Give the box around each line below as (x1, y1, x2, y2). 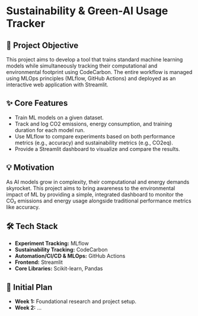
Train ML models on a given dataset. (14, 114, 104, 121)
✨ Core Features (6, 98, 68, 108)
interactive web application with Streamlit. (6, 81, 108, 88)
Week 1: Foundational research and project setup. (14, 298, 137, 305)
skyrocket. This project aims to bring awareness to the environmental (6, 185, 175, 192)
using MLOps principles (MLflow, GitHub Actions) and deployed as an (6, 75, 176, 82)
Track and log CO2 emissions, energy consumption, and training (14, 120, 173, 127)
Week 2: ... (14, 304, 42, 311)
